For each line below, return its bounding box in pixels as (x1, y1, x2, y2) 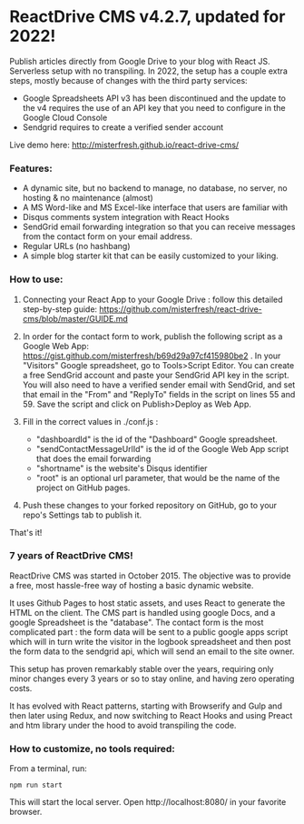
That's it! (9, 527, 43, 538)
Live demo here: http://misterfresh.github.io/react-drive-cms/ (9, 139, 240, 150)
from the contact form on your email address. (22, 231, 193, 242)
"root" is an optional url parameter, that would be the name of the (35, 472, 280, 483)
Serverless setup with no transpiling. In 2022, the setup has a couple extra (9, 65, 288, 76)
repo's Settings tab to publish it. (22, 509, 142, 520)
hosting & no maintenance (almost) (22, 193, 154, 204)
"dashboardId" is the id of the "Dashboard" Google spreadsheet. (35, 434, 279, 445)
